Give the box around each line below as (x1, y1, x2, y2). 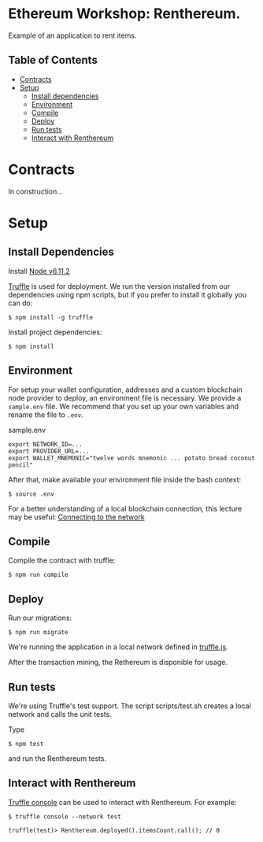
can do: (8, 298, 33, 308)
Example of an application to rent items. (8, 31, 137, 40)
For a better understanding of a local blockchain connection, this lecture (8, 504, 243, 513)
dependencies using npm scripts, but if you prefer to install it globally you (8, 290, 246, 299)
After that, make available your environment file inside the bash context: (8, 475, 242, 484)
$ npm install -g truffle (8, 313, 93, 321)
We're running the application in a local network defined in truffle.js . (8, 642, 228, 652)
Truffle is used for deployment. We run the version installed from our (8, 281, 231, 291)
